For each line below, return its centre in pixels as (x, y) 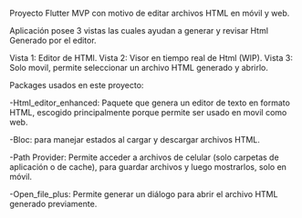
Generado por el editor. (53, 40)
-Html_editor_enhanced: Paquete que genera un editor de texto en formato (150, 103)
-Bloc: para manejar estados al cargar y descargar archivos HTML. (135, 139)
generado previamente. (53, 204)
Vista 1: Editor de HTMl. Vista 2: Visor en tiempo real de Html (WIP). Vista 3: (151, 58)
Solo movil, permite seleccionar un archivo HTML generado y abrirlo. (139, 68)
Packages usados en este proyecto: (77, 85)
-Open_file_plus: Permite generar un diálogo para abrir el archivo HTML (144, 194)
